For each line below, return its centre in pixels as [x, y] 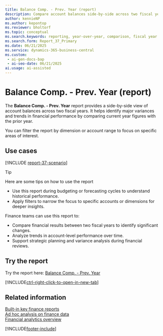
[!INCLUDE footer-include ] [31, 329]
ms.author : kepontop [26, 23]
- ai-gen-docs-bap [26, 59]
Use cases [21, 151]
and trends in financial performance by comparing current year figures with [81, 116]
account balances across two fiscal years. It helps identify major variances [80, 111]
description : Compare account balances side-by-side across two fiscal [79, 14]
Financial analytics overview [33, 319]
